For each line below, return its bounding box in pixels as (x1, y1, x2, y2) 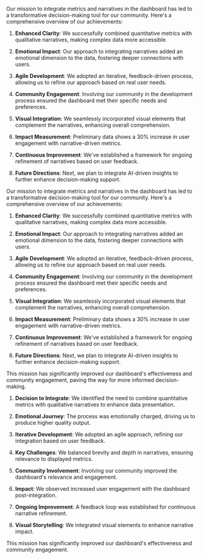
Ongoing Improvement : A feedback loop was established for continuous (14, 503, 196, 510)
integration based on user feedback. (14, 438, 106, 444)
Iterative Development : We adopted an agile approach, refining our (14, 431, 183, 438)
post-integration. (14, 492, 57, 499)
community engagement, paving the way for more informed (6, 376, 155, 383)
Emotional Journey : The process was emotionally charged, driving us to (14, 413, 195, 419)
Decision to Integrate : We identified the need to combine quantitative (14, 395, 188, 401)
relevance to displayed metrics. (14, 456, 93, 462)
